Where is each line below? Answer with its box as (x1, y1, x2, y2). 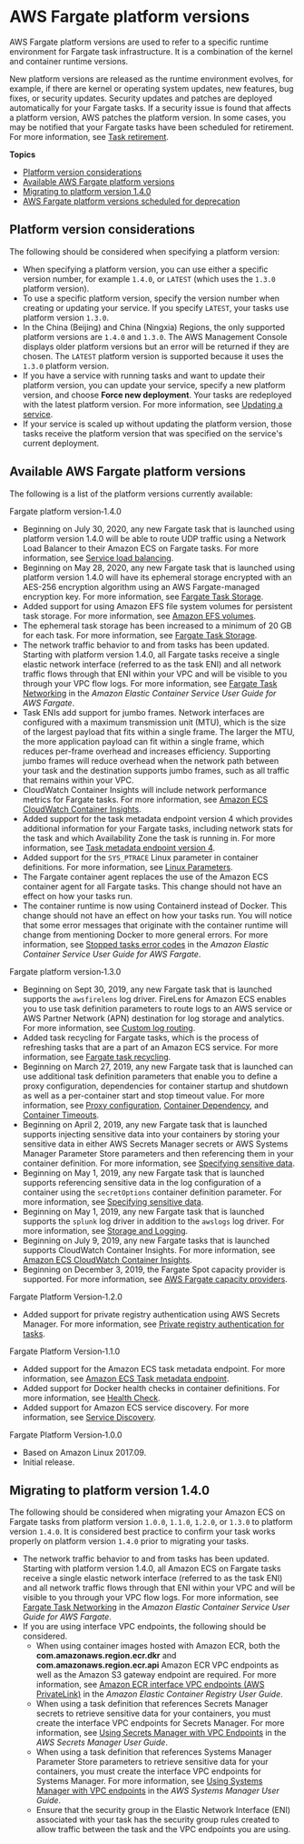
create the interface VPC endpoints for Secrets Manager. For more (35, 1718, 285, 1729)
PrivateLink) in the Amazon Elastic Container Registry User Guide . (35, 1689, 283, 1699)
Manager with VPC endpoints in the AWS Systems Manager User (35, 1785, 279, 1797)
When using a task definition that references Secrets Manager (35, 1699, 269, 1709)
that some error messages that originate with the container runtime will (22, 919, 289, 930)
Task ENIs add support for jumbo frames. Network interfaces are (22, 707, 265, 717)
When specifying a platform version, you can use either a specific (22, 264, 269, 275)
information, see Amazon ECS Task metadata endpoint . (22, 1373, 230, 1384)
